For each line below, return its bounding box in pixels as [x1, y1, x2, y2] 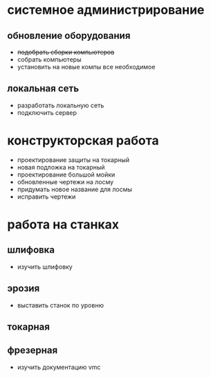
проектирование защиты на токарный [17, 155, 130, 164]
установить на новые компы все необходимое [17, 63, 156, 71]
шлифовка [7, 244, 55, 256]
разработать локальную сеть [17, 101, 104, 109]
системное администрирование [7, 2, 205, 18]
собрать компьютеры [17, 55, 82, 64]
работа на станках [7, 217, 120, 232]
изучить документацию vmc [17, 363, 101, 371]
